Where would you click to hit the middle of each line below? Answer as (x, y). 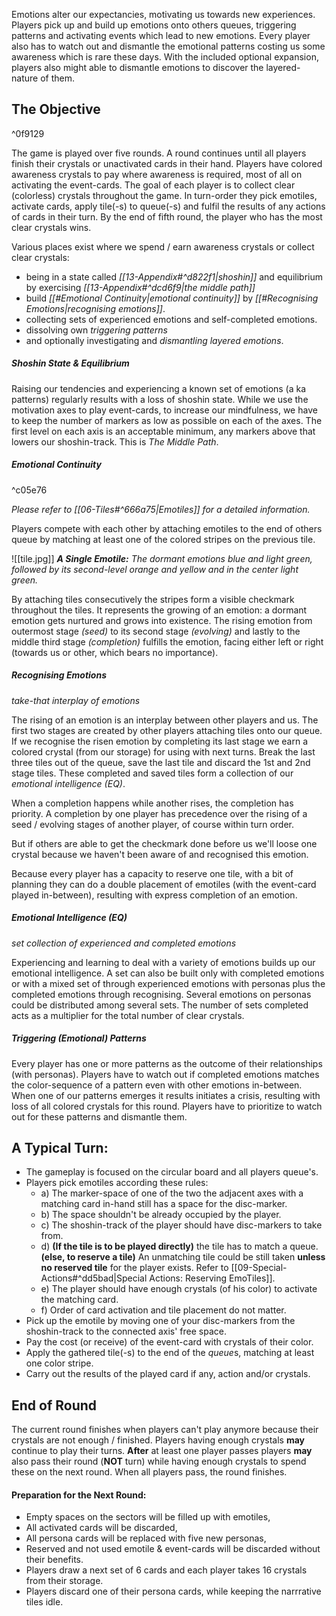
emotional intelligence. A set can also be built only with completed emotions (168, 973)
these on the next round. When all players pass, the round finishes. (149, 1472)
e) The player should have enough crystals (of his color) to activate (179, 1289)
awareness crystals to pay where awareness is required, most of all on (157, 174)
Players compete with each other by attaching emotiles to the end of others (167, 528)
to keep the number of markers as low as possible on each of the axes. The (167, 420)
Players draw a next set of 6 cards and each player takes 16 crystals (166, 1570)
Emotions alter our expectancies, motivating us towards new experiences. (163, 14)
